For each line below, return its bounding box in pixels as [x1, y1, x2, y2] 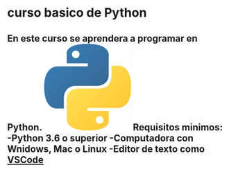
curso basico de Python [7, 5, 147, 21]
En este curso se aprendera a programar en [7, 33, 198, 44]
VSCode [7, 154, 44, 166]
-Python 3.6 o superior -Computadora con [7, 132, 194, 144]
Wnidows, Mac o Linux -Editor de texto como [7, 143, 205, 155]
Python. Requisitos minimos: [7, 121, 223, 133]
